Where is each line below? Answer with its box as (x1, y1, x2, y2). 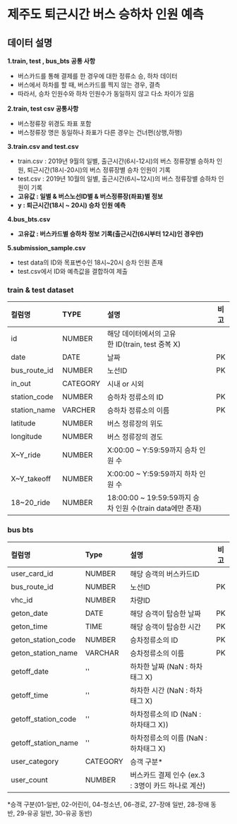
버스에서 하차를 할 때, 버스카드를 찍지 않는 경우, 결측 (17, 80, 161, 89)
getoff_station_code (11, 714, 77, 724)
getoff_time (11, 690, 49, 700)
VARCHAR (85, 648, 119, 658)
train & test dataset (7, 285, 74, 295)
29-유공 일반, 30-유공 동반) (16, 808, 93, 817)
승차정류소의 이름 (130, 648, 185, 658)
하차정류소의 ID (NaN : (130, 709, 202, 719)
